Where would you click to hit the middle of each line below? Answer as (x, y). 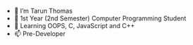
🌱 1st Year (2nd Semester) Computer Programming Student (100, 18)
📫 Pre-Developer (40, 34)
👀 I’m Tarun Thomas (43, 11)
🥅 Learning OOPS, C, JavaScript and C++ (75, 26)
